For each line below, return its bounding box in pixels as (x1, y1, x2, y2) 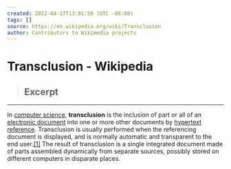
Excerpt (23, 86, 58, 98)
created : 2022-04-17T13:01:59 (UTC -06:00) (7, 10, 134, 17)
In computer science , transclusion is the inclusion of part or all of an (7, 111, 201, 119)
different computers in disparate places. (7, 155, 120, 163)
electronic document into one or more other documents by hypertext (7, 118, 201, 126)
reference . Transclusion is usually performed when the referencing (7, 125, 197, 134)
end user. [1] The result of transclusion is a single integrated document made (7, 140, 223, 148)
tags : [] (7, 16, 32, 23)
